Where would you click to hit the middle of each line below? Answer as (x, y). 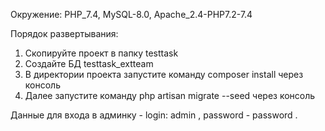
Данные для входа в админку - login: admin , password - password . (154, 115)
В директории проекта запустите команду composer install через (164, 74)
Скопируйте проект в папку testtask (101, 53)
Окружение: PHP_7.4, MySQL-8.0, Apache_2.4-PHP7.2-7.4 (131, 14)
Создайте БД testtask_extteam (89, 63)
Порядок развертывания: (64, 33)
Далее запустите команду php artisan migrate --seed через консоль (170, 95)
